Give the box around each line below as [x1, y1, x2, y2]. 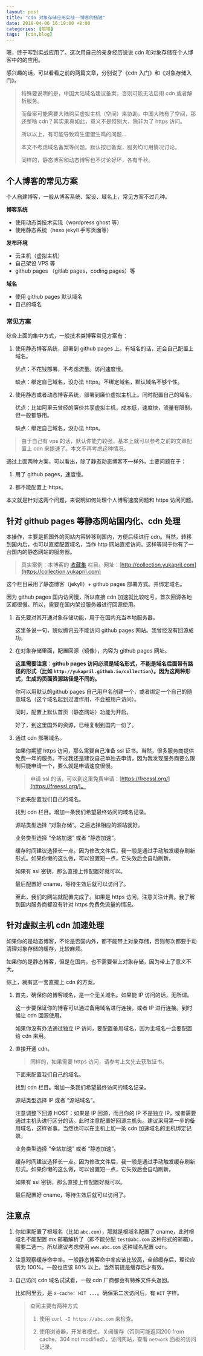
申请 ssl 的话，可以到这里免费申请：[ [30, 775, 122, 782]
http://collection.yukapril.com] [121, 561, 197, 568]
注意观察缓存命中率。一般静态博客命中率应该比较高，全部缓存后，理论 [14, 1255, 190, 1263]
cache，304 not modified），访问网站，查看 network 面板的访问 [39, 1335, 196, 1343]
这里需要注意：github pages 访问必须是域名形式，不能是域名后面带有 [14, 660, 188, 667]
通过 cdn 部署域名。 [14, 734, 65, 742]
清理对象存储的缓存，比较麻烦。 [6, 945, 86, 952]
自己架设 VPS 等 [14, 259, 56, 267]
